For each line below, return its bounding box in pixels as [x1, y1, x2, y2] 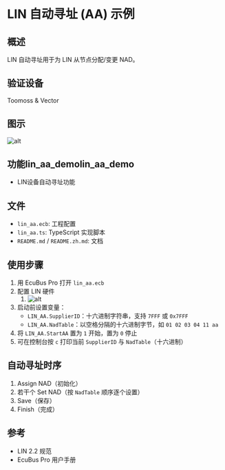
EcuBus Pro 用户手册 [17, 456, 76, 464]
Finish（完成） [17, 405, 58, 413]
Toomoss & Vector [7, 96, 60, 104]
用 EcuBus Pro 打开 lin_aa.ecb [17, 278, 105, 287]
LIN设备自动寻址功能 [17, 178, 76, 186]
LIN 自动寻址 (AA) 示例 [7, 6, 136, 22]
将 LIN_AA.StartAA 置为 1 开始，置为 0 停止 [17, 329, 138, 338]
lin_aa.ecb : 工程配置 [17, 220, 76, 228]
